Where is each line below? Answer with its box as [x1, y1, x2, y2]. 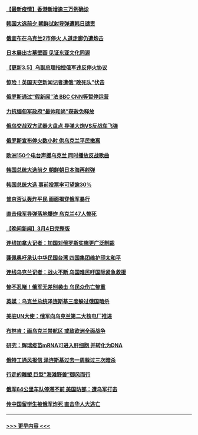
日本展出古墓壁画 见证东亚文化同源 [6, 49, 90, 56]
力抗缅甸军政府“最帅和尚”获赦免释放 [6, 108, 95, 115]
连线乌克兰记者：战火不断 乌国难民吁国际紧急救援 [6, 269, 127, 276]
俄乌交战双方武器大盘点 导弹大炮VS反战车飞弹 [6, 122, 118, 129]
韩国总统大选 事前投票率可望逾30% [6, 181, 93, 188]
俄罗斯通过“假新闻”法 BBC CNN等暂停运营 [6, 93, 109, 100]
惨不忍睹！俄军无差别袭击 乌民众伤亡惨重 [6, 283, 106, 290]
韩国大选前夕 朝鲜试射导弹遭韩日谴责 [6, 20, 95, 27]
